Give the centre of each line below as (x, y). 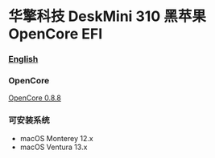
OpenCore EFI (56, 34)
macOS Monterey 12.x (57, 138)
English (23, 59)
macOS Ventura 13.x (54, 147)
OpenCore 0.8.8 (35, 98)
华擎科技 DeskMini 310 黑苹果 (107, 16)
